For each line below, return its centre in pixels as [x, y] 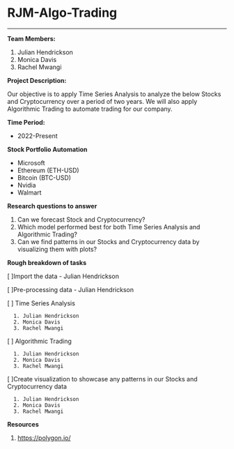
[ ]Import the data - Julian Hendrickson [63, 276]
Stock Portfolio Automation [47, 149]
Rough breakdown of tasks [47, 262]
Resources [23, 424]
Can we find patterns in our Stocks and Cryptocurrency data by [108, 241]
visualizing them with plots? [57, 249]
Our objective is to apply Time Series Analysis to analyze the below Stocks [114, 94]
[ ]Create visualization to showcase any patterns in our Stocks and [102, 379]
